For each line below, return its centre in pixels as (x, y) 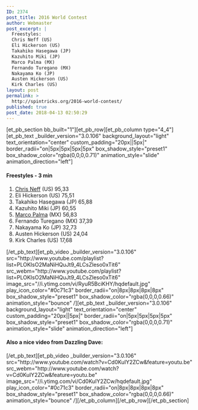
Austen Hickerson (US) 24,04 (51, 234)
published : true (26, 107)
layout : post (23, 90)
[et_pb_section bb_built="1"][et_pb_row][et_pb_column (74, 129)
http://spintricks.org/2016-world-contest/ (67, 101)
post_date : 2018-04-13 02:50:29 (47, 113)
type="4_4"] (159, 129)
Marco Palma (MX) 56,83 (46, 214)
